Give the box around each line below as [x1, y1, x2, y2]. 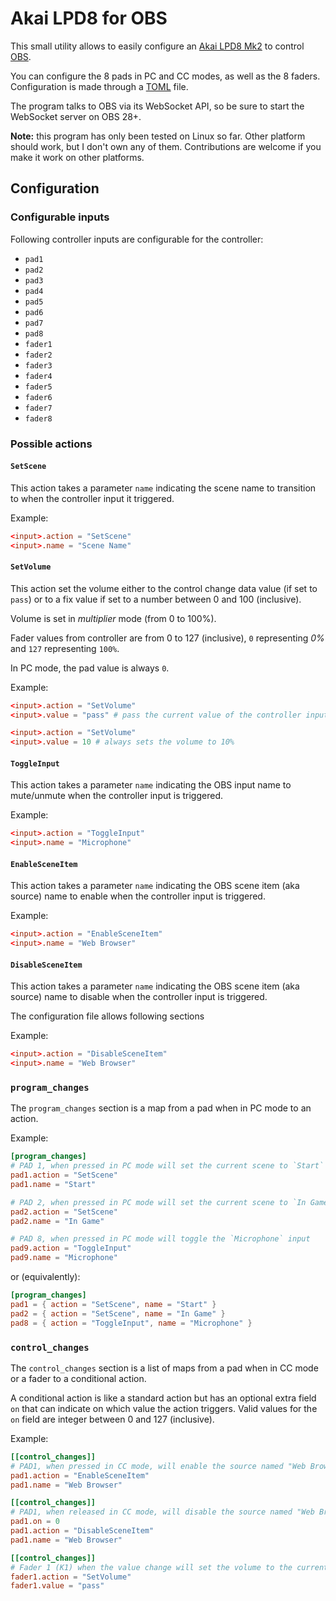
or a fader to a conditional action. [10, 1372, 147, 1384]
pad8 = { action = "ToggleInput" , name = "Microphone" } [10, 1318, 253, 1328]
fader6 [24, 392, 53, 402]
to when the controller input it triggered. [10, 492, 175, 504]
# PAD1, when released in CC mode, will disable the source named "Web [10, 1507, 315, 1517]
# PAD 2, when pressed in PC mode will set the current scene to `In [10, 1197, 307, 1207]
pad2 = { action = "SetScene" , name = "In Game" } [10, 1308, 226, 1319]
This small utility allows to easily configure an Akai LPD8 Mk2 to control [10, 40, 305, 52]
